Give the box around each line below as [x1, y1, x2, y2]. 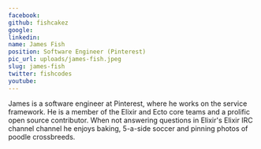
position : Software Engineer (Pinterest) [8, 48, 147, 56]
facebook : [8, 11, 41, 20]
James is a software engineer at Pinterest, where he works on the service [8, 99, 248, 108]
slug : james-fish [8, 63, 65, 71]
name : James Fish [8, 41, 65, 49]
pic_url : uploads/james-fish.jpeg [8, 56, 122, 64]
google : [8, 26, 34, 34]
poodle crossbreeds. [8, 132, 76, 141]
